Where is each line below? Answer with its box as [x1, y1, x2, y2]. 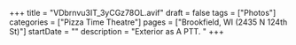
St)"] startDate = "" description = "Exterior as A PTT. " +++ [9, 26, 224, 36]
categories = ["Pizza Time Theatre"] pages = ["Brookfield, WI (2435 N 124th [9, 17, 288, 27]
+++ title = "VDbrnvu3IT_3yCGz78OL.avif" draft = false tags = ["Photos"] [9, 8, 277, 18]
